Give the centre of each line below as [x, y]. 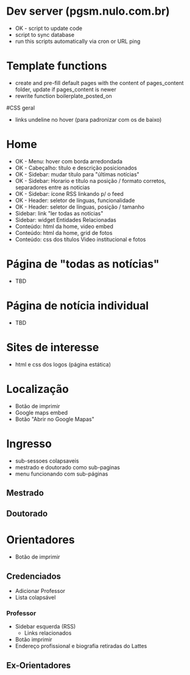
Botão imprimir [34, 640]
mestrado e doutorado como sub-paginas [68, 467]
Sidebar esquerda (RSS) [45, 627]
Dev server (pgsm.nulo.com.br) [88, 11]
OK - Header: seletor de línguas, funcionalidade [75, 200]
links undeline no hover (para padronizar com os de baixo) [88, 119]
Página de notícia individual [78, 306]
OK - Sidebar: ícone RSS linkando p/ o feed [69, 193]
